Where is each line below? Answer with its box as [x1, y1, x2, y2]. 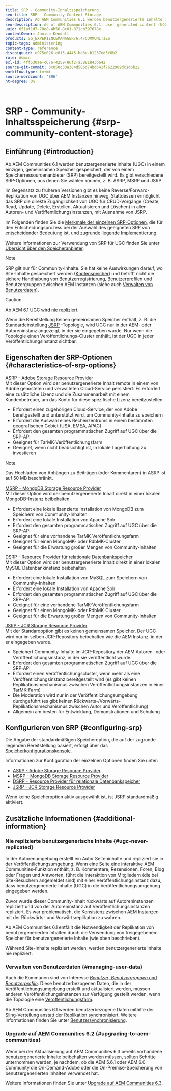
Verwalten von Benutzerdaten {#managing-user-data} [5, 963, 143, 970]
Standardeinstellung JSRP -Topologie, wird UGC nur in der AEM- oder [5, 322, 152, 328]
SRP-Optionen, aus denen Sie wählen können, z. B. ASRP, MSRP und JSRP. [5, 177, 163, 183]
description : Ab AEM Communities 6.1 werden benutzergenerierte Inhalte [5, 17, 163, 22]
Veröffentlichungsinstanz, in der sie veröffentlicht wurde [12, 654, 131, 660]
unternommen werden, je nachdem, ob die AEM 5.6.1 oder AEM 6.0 [5, 1059, 146, 1065]
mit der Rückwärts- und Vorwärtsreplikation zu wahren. [5, 914, 122, 921]
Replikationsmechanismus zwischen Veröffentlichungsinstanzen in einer [12, 681, 164, 687]
